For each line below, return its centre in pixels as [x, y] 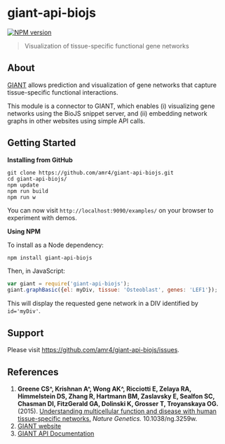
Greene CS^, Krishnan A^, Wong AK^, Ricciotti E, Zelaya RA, [104, 389]
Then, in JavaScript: [36, 271]
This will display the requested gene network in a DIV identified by [103, 304]
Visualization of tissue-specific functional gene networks [107, 46]
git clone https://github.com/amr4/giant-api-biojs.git [90, 173]
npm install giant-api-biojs [50, 257]
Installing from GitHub [40, 160]
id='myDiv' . [24, 311]
